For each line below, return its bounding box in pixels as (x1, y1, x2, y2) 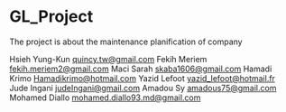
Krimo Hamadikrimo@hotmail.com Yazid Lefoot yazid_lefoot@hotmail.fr (9, 72, 275, 83)
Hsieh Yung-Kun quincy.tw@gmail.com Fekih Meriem (9, 53, 208, 64)
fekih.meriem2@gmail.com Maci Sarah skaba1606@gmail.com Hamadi (9, 63, 272, 74)
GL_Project (9, 6, 94, 27)
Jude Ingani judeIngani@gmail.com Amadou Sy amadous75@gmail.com (9, 82, 277, 93)
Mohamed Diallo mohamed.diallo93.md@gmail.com (9, 92, 201, 103)
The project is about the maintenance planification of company (9, 36, 243, 47)
